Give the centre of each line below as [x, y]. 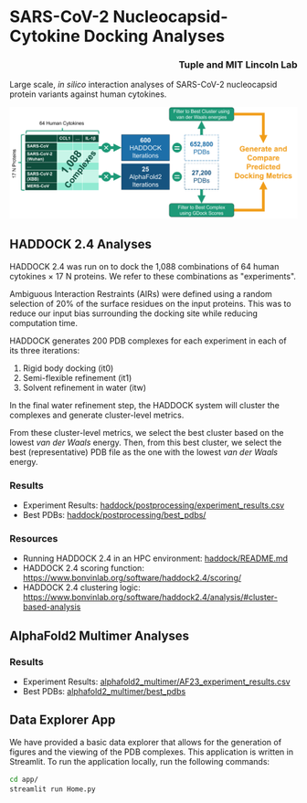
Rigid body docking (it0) [68, 368]
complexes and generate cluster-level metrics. [97, 415]
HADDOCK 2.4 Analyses [81, 244]
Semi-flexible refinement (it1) [77, 377]
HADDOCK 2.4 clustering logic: [81, 587]
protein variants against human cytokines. [88, 94]
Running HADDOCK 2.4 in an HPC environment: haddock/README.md [155, 558]
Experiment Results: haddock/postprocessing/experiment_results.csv [153, 505]
